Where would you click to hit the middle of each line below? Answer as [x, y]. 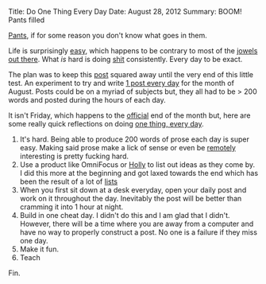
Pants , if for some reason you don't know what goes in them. [108, 35]
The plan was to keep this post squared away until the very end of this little [131, 74]
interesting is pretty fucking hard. [74, 156]
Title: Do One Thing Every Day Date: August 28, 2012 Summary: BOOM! [125, 12]
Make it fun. [39, 249]
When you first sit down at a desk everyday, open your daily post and [133, 190]
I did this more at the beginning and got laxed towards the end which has [139, 173]
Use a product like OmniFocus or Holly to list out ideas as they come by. [137, 165]
